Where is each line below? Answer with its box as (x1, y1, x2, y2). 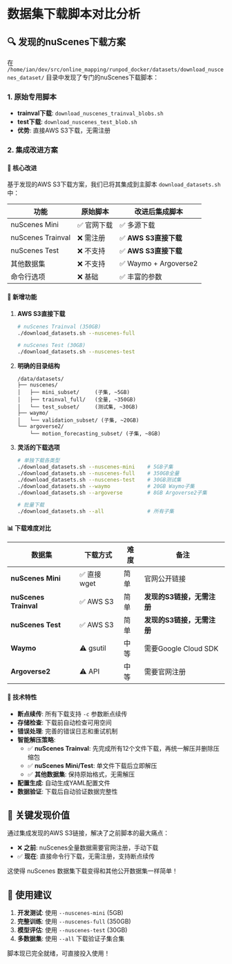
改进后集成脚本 (134, 207, 183, 217)
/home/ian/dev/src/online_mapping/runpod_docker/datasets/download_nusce (7, 66, 224, 73)
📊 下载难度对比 (7, 524, 52, 532)
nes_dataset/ (7, 75, 45, 81)
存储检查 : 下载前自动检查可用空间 (17, 718, 112, 727)
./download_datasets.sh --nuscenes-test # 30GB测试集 (17, 476, 182, 483)
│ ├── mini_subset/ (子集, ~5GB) (17, 389, 130, 396)
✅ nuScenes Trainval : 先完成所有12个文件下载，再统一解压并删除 (27, 744, 214, 752)
